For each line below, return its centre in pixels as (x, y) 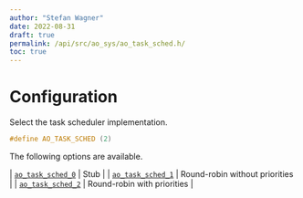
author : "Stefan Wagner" (57, 18)
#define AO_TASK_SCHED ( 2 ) (61, 139)
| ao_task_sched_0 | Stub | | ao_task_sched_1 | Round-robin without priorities (151, 173)
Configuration (64, 97)
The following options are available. (76, 156)
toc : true (28, 52)
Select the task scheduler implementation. (89, 122)
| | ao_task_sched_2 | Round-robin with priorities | (101, 183)
